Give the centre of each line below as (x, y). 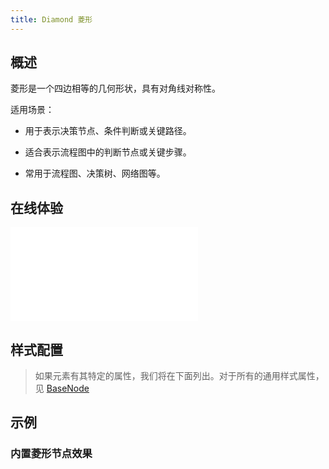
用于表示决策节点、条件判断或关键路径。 (108, 131)
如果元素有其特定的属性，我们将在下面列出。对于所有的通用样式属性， (179, 376)
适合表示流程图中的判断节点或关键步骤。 (108, 152)
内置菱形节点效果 (51, 454)
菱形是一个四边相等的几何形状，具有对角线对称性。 (115, 88)
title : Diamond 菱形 (51, 19)
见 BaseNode (62, 388)
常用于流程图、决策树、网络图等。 (95, 173)
